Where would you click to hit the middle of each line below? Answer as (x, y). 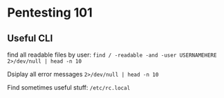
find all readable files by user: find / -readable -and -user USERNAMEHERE (112, 55)
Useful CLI (30, 38)
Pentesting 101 (50, 13)
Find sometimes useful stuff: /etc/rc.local (69, 87)
